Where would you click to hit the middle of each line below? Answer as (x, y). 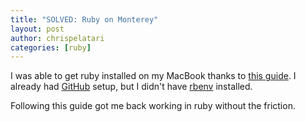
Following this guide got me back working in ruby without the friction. (153, 106)
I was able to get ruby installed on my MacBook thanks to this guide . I (153, 76)
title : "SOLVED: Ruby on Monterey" (84, 19)
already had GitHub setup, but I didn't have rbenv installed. (131, 87)
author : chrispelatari (57, 38)
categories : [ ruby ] (51, 47)
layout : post (37, 29)
